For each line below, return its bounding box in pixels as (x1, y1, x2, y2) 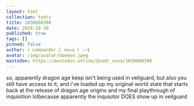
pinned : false (6, 42, 41, 48)
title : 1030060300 (6, 19, 51, 25)
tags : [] (6, 36, 28, 42)
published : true (6, 31, 46, 37)
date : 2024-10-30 (6, 25, 49, 31)
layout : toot (6, 8, 38, 15)
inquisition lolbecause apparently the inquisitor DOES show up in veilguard (6, 92, 187, 100)
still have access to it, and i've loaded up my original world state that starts (6, 80, 188, 87)
